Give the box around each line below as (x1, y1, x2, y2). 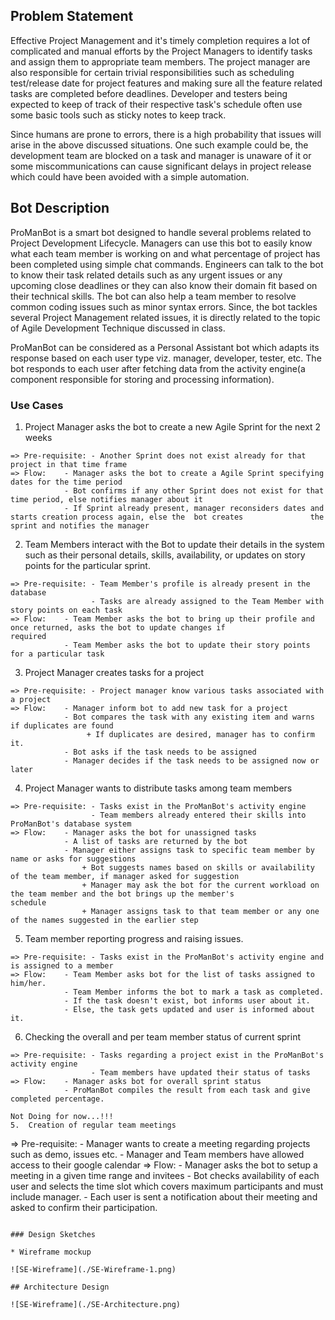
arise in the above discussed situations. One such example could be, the (10, 139, 309, 151)
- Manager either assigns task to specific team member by (63, 845, 315, 855)
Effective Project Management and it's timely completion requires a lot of (10, 34, 311, 46)
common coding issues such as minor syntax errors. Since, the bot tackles (10, 300, 318, 313)
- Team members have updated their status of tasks (90, 1067, 311, 1078)
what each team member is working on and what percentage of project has (10, 247, 321, 259)
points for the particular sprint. (24, 559, 151, 571)
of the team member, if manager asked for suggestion (10, 871, 240, 881)
